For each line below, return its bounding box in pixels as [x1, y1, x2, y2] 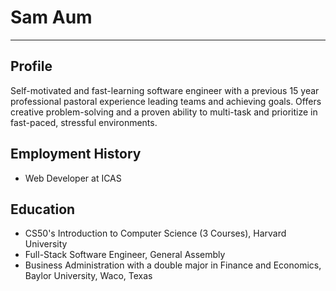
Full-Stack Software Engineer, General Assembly [24, 249, 226, 261]
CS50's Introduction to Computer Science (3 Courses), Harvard [24, 227, 287, 240]
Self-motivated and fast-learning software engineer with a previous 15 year [10, 84, 320, 96]
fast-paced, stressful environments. [10, 116, 158, 128]
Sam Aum [10, 6, 93, 29]
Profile [10, 58, 53, 75]
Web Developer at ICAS [24, 172, 122, 184]
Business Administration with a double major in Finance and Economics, [24, 259, 322, 271]
